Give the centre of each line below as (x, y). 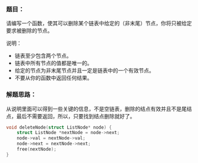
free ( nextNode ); (37, 149)
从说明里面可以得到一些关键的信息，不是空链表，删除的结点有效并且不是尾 (96, 109)
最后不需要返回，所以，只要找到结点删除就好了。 (76, 116)
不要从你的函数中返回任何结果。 (53, 78)
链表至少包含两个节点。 (43, 56)
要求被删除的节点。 (29, 31)
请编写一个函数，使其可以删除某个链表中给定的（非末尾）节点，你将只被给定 (99, 23)
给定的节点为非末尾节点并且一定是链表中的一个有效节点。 (84, 71)
